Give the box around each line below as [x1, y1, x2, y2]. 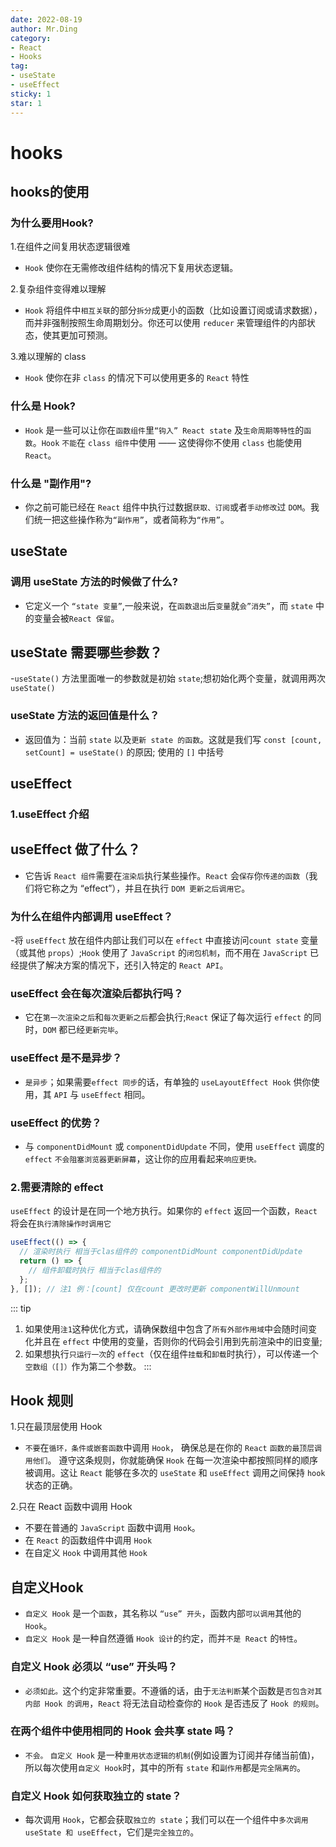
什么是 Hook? [10, 399, 76, 413]
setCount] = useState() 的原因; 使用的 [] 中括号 [24, 746, 225, 758]
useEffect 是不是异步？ [10, 1051, 123, 1065]
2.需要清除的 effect [10, 1181, 104, 1194]
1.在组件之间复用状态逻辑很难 [10, 241, 131, 253]
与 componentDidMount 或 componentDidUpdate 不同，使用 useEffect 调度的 [24, 1141, 325, 1153]
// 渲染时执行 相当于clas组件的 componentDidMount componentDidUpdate [19, 1247, 303, 1257]
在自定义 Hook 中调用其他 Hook [24, 1547, 148, 1559]
